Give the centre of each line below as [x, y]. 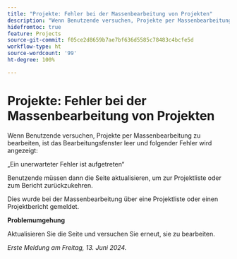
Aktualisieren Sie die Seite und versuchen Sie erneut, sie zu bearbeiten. [111, 234]
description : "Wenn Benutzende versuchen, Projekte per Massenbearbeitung [120, 20]
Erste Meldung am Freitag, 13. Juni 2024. [67, 247]
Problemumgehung [36, 220]
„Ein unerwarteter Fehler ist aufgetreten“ [66, 164]
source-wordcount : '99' [42, 54]
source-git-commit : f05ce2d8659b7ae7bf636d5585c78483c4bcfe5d [101, 40]
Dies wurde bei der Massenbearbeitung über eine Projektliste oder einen [113, 199]
